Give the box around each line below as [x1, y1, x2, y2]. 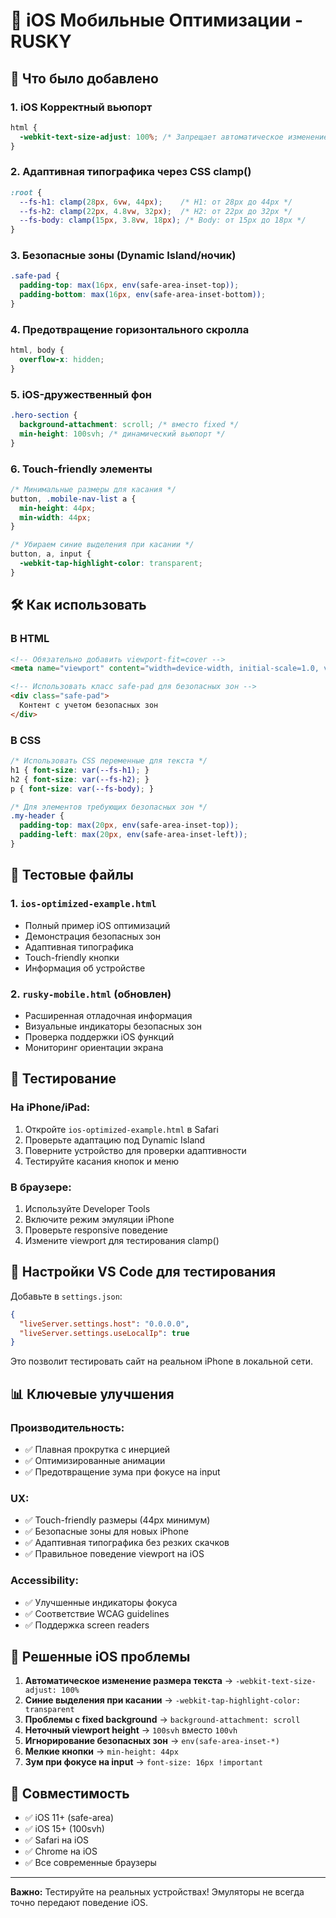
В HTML [10, 632, 50, 646]
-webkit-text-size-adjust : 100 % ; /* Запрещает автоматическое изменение [19, 132, 329, 142]
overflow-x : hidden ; [19, 355, 105, 365]
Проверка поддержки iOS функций [24, 1030, 175, 1043]
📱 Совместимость [10, 1785, 130, 1802]
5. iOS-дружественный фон [10, 387, 153, 401]
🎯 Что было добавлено [10, 70, 159, 87]
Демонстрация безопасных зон [24, 930, 162, 942]
